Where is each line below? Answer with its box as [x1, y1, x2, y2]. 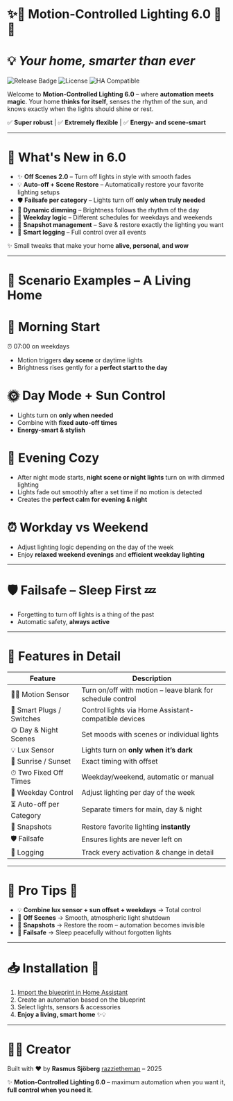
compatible [81, 714, 119, 723]
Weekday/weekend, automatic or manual [81, 772, 214, 782]
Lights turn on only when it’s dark [81, 745, 193, 755]
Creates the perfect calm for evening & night [17, 496, 148, 504]
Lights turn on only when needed [17, 411, 114, 419]
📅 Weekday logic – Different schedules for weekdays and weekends [17, 213, 213, 221]
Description [132, 673, 172, 683]
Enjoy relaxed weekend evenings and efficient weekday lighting [17, 550, 205, 558]
